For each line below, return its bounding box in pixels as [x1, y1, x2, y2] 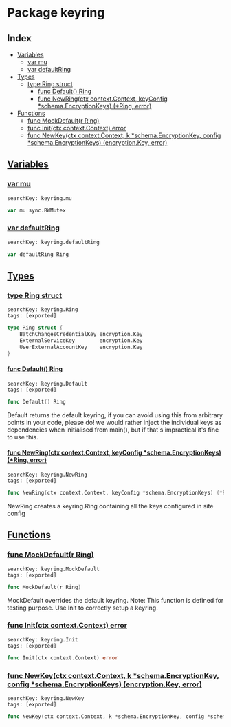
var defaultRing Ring [7, 250, 69, 258]
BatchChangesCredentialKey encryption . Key [19, 331, 143, 338]
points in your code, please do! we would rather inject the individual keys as [7, 418, 222, 426]
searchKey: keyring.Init [7, 636, 78, 643]
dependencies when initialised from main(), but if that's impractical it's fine [7, 426, 219, 434]
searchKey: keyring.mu [7, 195, 72, 201]
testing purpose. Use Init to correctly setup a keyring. [7, 604, 158, 612]
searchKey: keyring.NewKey [7, 695, 85, 701]
